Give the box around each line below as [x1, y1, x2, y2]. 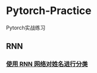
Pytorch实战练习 [6, 24, 46, 31]
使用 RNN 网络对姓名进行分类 [6, 60, 88, 68]
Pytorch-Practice [6, 4, 92, 18]
